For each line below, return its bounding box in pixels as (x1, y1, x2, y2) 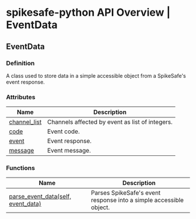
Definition (6, 59, 35, 67)
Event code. (47, 127, 80, 135)
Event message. (47, 147, 92, 155)
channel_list (9, 118, 42, 126)
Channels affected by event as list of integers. (47, 118, 173, 126)
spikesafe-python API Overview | (6, 6, 171, 19)
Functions (6, 164, 35, 172)
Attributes (6, 93, 36, 101)
